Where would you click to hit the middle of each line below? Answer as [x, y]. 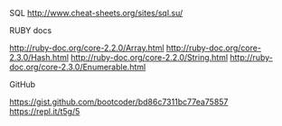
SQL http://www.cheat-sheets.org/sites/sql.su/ [96, 13]
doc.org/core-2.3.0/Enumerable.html [78, 67]
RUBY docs [31, 30]
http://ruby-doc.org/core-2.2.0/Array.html [87, 48]
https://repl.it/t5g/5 [45, 111]
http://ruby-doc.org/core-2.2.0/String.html [150, 57]
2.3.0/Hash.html [39, 57]
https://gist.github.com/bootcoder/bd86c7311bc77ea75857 [119, 102]
